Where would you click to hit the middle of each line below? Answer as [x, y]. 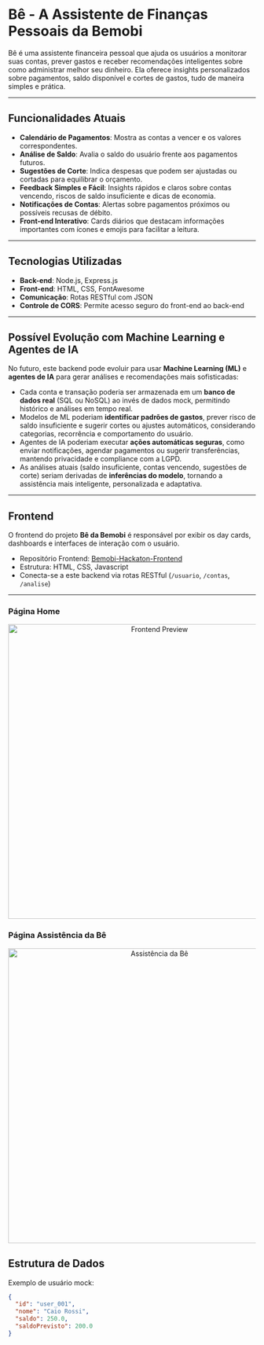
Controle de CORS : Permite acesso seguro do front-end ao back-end [132, 305]
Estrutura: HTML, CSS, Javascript [74, 567]
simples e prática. [37, 86]
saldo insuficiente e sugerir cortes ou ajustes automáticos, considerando [137, 425]
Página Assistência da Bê [57, 935]
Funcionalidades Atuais [67, 118]
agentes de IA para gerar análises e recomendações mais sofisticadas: [123, 377]
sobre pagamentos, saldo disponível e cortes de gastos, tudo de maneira [126, 78]
